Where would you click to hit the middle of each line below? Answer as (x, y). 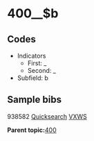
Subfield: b (32, 78)
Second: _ (42, 70)
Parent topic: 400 (32, 130)
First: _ (37, 63)
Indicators (31, 56)
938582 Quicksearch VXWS (47, 116)
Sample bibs (35, 100)
